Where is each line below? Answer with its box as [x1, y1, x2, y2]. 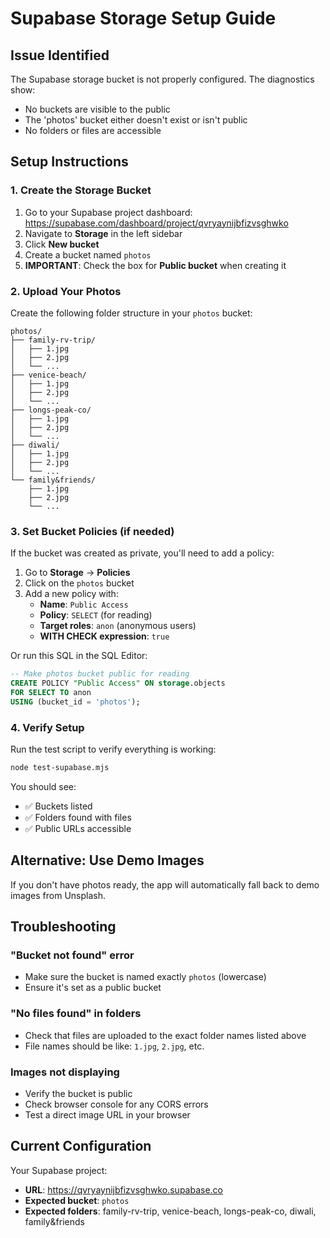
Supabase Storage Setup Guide [10, 7, 277, 30]
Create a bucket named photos [24, 248, 152, 261]
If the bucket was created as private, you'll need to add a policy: [10, 547, 275, 559]
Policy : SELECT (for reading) [39, 609, 153, 621]
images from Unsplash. [10, 889, 107, 901]
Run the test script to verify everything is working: [10, 743, 217, 756]
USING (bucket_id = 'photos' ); [10, 697, 141, 707]
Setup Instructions [10, 153, 129, 171]
